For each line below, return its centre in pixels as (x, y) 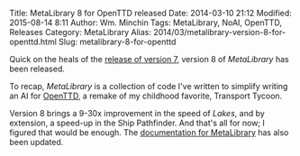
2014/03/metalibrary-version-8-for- (219, 32)
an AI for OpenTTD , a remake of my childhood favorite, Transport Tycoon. (146, 96)
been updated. (36, 142)
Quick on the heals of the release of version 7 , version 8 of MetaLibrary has (150, 59)
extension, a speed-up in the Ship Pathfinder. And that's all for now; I (137, 123)
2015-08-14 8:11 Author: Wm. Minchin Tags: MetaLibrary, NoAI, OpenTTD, (145, 23)
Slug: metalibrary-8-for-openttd (117, 41)
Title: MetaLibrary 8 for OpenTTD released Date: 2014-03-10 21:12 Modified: (151, 13)
